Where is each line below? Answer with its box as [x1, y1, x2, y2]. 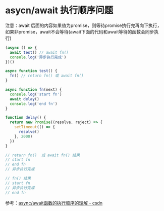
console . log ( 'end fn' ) [10, 101, 58, 107]
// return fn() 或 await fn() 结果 [5, 153, 80, 158]
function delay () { [5, 115, 46, 120]
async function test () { [5, 68, 58, 74]
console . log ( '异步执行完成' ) [10, 54, 67, 60]
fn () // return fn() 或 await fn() [10, 73, 84, 79]
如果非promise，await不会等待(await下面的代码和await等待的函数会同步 [5, 28, 154, 34]
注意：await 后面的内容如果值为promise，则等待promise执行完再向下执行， [5, 22, 162, 28]
